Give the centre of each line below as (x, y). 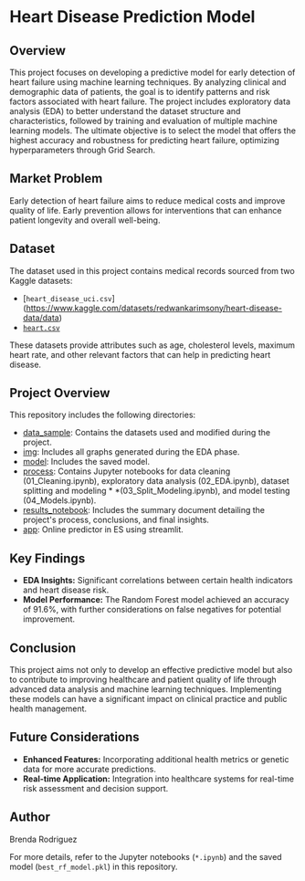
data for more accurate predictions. (89, 769)
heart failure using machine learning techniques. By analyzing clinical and (148, 82)
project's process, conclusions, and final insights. (116, 520)
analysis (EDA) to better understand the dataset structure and (125, 111)
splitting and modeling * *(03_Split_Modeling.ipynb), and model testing (156, 491)
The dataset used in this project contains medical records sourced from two (152, 270)
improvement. (49, 619)
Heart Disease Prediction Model (132, 17)
